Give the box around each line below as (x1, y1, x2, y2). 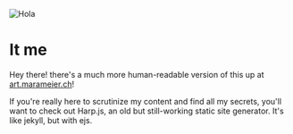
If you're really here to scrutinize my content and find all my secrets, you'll (9, 96, 282, 106)
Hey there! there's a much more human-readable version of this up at (9, 69, 264, 80)
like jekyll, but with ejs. (9, 114, 93, 125)
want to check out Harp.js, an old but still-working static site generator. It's (9, 105, 284, 116)
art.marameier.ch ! (9, 79, 74, 89)
